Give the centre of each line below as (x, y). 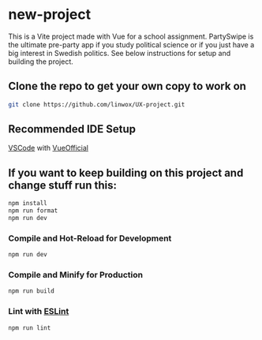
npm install (28, 204)
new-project (50, 15)
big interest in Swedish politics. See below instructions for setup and (120, 53)
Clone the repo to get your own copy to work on (127, 86)
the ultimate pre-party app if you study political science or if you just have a (131, 44)
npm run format (33, 211)
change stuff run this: (62, 185)
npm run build (32, 291)
